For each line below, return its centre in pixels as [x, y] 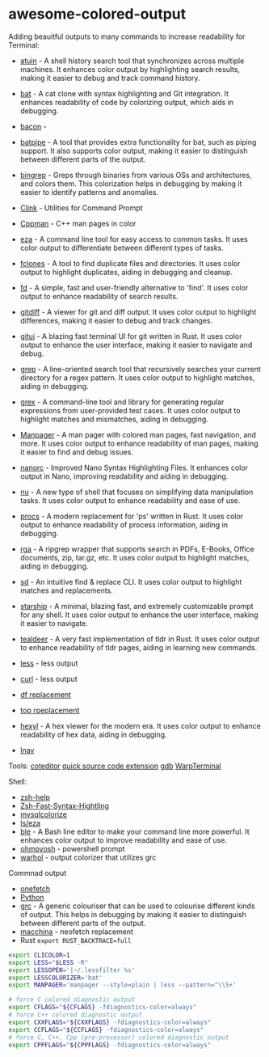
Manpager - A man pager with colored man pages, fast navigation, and [138, 434]
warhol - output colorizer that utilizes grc [88, 857]
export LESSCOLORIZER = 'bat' [56, 978]
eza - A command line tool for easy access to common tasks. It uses [134, 239]
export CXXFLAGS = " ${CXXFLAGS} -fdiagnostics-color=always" [110, 1022]
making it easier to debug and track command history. [110, 78]
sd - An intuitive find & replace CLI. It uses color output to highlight [131, 581]
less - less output [49, 663]
